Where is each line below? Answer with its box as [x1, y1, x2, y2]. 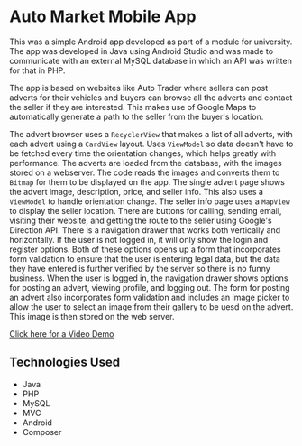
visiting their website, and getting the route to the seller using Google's [9, 215, 272, 226]
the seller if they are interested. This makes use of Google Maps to [9, 101, 257, 112]
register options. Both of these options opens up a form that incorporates [9, 244, 281, 255]
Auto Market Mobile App [9, 6, 197, 27]
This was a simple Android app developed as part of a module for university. [9, 36, 293, 47]
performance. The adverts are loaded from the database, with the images [9, 157, 282, 168]
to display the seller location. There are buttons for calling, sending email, [9, 205, 282, 216]
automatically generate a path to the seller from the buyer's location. [9, 111, 264, 122]
